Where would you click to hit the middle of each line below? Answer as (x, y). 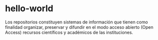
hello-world (29, 9)
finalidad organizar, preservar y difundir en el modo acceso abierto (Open (79, 27)
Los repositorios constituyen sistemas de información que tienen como (77, 22)
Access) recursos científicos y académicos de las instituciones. (69, 32)
